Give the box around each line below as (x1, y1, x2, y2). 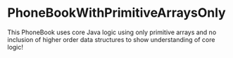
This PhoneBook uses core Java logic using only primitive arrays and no (7, 28, 217, 36)
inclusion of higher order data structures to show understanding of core (7, 35, 215, 43)
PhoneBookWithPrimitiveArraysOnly (7, 5, 227, 21)
